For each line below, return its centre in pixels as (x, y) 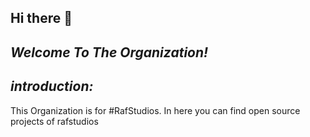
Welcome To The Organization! (109, 52)
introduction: (52, 86)
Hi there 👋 (41, 18)
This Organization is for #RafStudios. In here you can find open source (155, 110)
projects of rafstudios (54, 121)
